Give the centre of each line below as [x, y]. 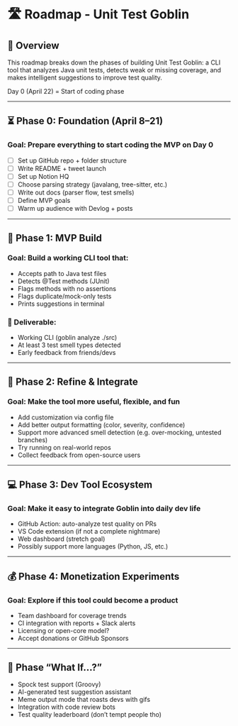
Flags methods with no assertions [67, 288]
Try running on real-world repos [64, 447]
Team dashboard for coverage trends [72, 616]
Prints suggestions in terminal [61, 304]
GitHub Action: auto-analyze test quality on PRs [87, 524]
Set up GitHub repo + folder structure [72, 160]
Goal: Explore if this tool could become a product [93, 600]
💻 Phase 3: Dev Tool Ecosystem [80, 485]
